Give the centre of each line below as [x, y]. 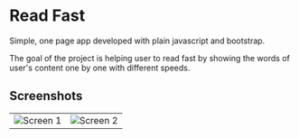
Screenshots [46, 96]
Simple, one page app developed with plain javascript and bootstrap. [137, 41]
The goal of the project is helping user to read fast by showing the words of [150, 58]
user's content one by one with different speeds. [100, 68]
